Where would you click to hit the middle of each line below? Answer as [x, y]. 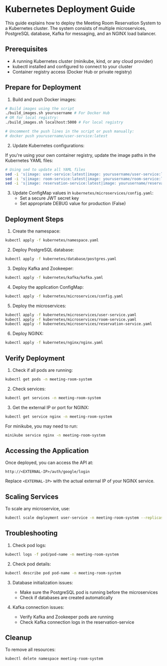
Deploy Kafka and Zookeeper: [43, 268]
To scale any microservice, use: [38, 509]
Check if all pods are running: [42, 370]
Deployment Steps [34, 219]
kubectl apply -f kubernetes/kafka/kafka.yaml [54, 277]
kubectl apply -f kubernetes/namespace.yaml [52, 240]
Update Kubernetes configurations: [48, 145]
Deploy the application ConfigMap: [48, 287]
